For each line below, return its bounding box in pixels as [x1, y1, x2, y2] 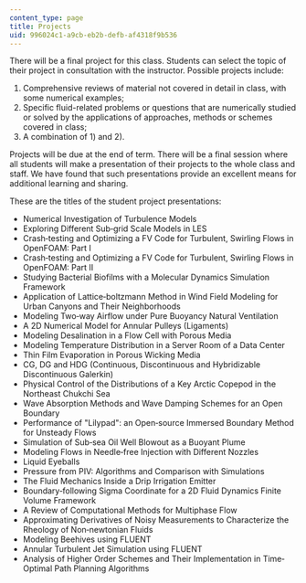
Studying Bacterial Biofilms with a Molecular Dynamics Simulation [22, 271, 270, 283]
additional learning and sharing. [9, 178, 129, 189]
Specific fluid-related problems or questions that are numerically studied [22, 102, 297, 113]
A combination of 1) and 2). [22, 132, 125, 143]
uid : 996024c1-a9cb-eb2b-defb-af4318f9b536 [9, 30, 178, 39]
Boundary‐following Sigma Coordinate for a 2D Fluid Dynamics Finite [22, 485, 281, 496]
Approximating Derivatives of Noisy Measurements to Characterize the [22, 514, 290, 525]
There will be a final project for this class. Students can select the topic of [9, 56, 287, 67]
